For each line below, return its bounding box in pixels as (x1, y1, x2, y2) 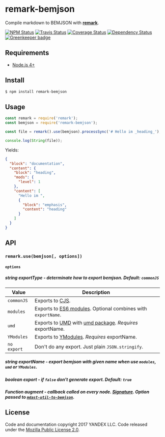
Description (82, 289, 110, 296)
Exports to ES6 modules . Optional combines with (34, 305, 147, 312)
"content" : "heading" (23, 207, 67, 212)
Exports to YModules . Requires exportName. (34, 333, 137, 340)
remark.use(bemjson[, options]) (5, 253, 82, 259)
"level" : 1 (18, 180, 41, 185)
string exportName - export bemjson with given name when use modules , (5, 359, 156, 365)
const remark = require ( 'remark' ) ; (5, 116, 78, 121)
